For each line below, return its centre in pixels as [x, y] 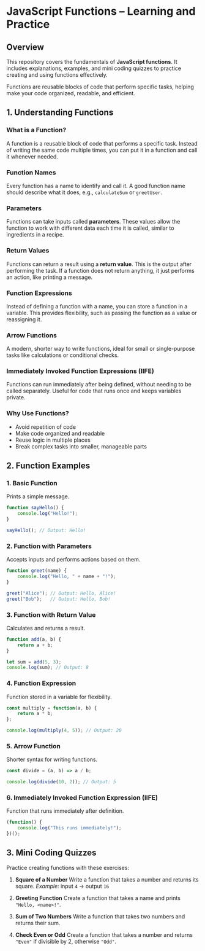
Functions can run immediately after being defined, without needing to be [99, 385]
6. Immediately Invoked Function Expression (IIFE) [82, 798]
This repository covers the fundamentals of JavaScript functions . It [92, 62]
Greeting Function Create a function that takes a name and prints [98, 898]
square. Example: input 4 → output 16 [62, 886]
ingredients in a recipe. [35, 235]
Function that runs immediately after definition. [65, 811]
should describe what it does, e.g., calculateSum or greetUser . [84, 192]
